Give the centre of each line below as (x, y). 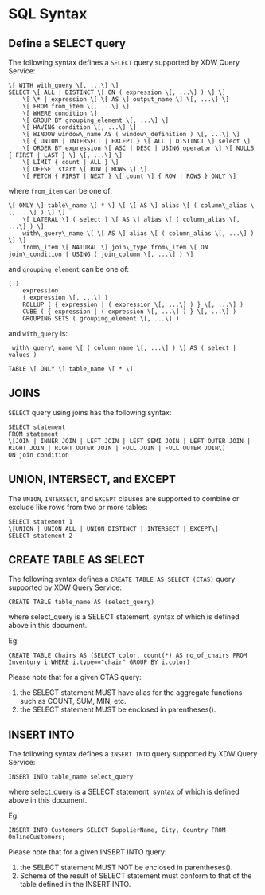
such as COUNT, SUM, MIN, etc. (73, 701)
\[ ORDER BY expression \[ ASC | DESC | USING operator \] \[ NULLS (138, 148)
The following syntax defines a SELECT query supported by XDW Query (124, 62)
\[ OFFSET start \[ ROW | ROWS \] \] (85, 169)
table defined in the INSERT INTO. (75, 885)
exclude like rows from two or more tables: (78, 507)
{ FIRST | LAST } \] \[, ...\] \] (66, 155)
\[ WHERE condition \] (60, 113)
